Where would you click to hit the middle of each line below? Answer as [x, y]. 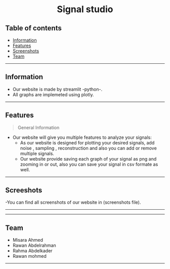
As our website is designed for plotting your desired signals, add [87, 142]
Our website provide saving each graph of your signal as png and [88, 159]
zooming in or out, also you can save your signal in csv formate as [89, 164]
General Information [38, 127]
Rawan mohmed [30, 256]
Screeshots [24, 190]
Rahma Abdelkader [32, 251]
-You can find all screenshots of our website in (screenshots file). [73, 202]
